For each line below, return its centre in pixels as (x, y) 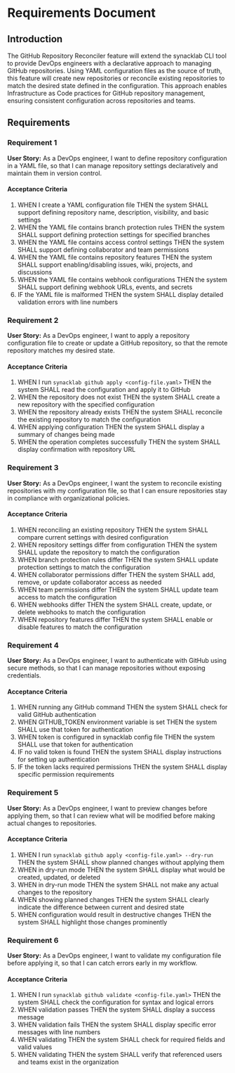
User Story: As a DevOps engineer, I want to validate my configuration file (114, 955)
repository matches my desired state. (61, 350)
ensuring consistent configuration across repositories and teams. (101, 101)
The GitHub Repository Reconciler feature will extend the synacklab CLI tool (117, 56)
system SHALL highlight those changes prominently (92, 922)
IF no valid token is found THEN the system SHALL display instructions (120, 752)
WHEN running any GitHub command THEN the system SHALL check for (122, 707)
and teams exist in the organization (68, 1062)
